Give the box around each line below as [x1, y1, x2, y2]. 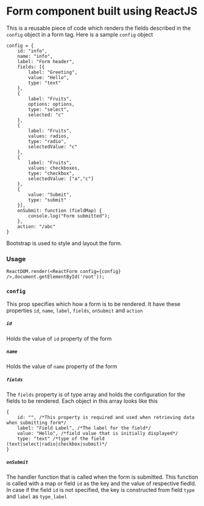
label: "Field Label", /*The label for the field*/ [17, 425, 151, 431]
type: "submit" [28, 196, 67, 203]
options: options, [28, 101, 75, 107]
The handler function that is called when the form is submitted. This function [6, 473, 199, 481]
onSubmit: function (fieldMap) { [17, 207, 102, 213]
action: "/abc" [17, 223, 56, 229]
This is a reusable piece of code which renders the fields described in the [6, 24, 191, 32]
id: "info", [17, 47, 47, 54]
